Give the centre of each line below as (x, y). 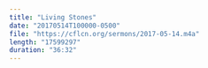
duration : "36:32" (43, 50)
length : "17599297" (45, 42)
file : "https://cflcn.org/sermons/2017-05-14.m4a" (104, 34)
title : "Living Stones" (53, 17)
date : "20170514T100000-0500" (65, 26)
